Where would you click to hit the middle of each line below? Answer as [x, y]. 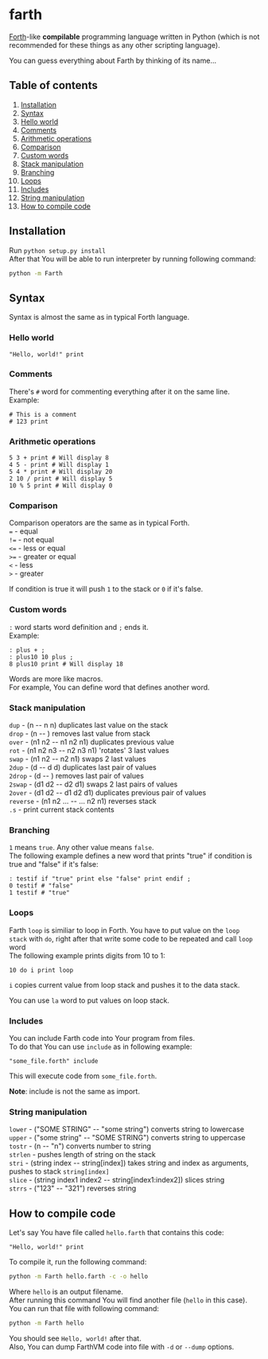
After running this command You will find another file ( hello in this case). [128, 1300]
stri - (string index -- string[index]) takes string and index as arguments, [129, 1163]
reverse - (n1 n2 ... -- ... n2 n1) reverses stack [83, 802]
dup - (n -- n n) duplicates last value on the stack [89, 725]
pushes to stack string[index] [59, 1171]
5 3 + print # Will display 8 [59, 458]
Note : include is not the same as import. [74, 1091]
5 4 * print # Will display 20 [61, 472]
